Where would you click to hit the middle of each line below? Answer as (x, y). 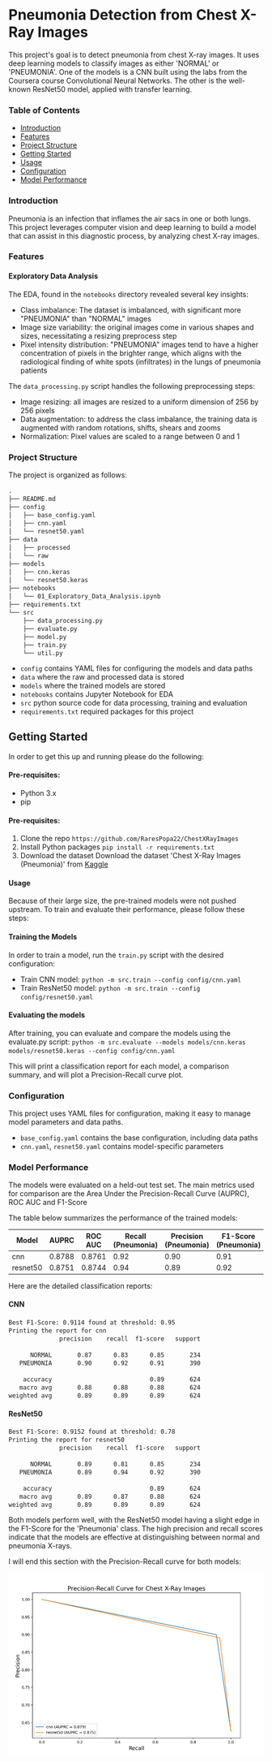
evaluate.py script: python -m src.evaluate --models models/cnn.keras (127, 1042)
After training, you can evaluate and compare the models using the (119, 1033)
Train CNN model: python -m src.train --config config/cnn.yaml (130, 979)
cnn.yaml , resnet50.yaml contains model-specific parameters (122, 1147)
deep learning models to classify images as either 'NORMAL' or (114, 63)
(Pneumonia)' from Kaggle (64, 864)
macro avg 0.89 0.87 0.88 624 (110, 1497)
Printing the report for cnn (57, 1331)
